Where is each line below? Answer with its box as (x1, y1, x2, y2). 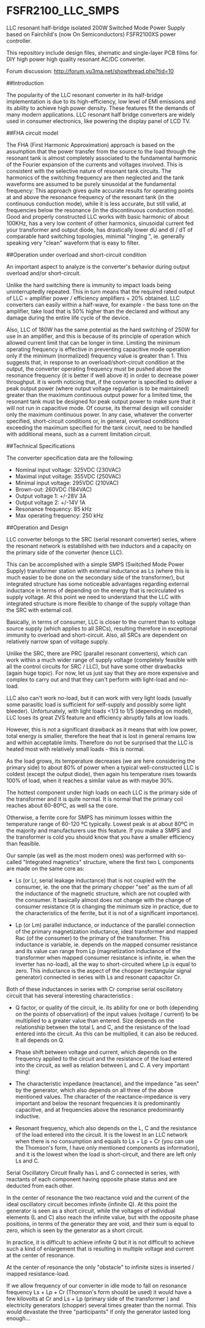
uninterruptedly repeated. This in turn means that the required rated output (6, 288, 195, 295)
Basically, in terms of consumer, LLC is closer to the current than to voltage (6, 618, 196, 626)
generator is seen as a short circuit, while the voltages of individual (6, 1207, 176, 1214)
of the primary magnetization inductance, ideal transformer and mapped (15, 927, 198, 935)
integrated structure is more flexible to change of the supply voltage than (6, 600, 191, 607)
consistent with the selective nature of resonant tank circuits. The (6, 167, 171, 175)
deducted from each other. (6, 1182, 74, 1189)
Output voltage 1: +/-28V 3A (15, 492, 87, 500)
